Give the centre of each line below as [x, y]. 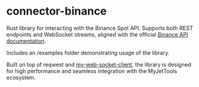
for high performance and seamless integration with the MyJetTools [92, 71]
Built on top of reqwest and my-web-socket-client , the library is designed [99, 64]
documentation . [26, 41]
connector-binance [57, 11]
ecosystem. [21, 77]
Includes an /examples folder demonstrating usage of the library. [88, 52]
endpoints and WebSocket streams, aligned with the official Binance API [97, 34]
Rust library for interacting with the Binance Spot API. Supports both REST [100, 28]
